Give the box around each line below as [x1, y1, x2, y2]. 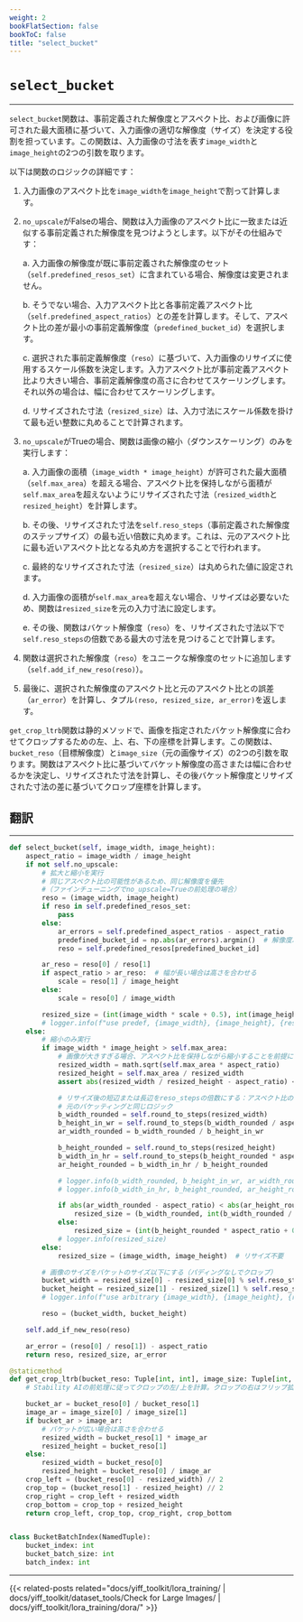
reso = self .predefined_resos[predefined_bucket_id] [57, 944, 260, 953]
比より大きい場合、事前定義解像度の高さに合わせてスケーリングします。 [22, 375, 291, 386]
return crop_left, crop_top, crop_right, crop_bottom [25, 1508, 232, 1517]
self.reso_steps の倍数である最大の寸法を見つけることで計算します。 [22, 634, 280, 644]
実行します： [22, 448, 70, 459]
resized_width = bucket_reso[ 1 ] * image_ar [41, 1432, 207, 1442]
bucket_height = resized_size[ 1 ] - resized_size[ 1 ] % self [41, 1284, 269, 1293]
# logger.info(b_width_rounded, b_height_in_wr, [57, 1176, 244, 1185]
